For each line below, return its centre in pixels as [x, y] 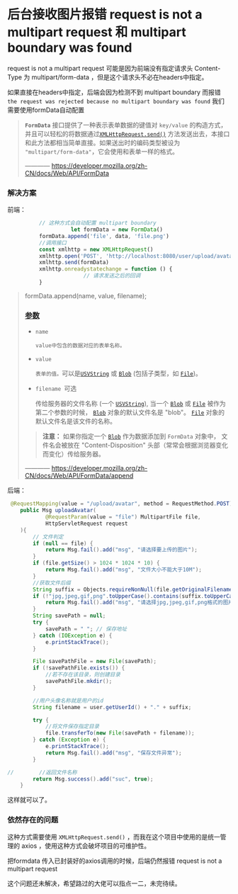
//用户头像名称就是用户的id [68, 701]
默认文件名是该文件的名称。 [76, 421]
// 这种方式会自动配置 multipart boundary [98, 223]
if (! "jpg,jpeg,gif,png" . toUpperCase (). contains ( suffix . [118, 596]
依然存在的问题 [33, 820]
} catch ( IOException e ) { [73, 635]
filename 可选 [56, 389]
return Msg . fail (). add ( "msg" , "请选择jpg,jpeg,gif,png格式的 [134, 603]
